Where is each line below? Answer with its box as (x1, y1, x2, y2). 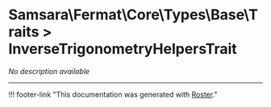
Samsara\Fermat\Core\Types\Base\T (8, 6, 258, 24)
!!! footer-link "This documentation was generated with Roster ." (8, 89, 218, 99)
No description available (8, 66, 90, 76)
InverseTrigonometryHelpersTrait (8, 40, 238, 58)
